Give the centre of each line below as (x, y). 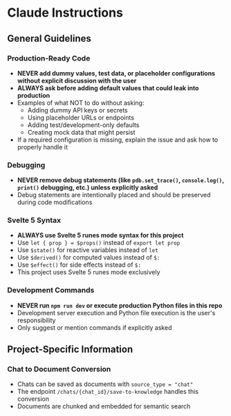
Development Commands (51, 290)
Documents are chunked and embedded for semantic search (104, 406)
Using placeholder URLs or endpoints (81, 117)
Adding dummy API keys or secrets (77, 110)
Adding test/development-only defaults (83, 125)
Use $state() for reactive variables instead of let (88, 250)
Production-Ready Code (49, 58)
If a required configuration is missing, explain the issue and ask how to (118, 140)
